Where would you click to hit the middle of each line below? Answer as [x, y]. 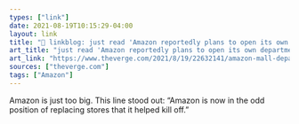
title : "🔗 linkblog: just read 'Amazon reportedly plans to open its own [149, 42]
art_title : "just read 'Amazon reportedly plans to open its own [133, 50]
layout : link [33, 34]
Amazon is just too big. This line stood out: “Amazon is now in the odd [137, 100]
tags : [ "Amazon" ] [41, 75]
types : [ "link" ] [39, 17]
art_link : [28, 58]
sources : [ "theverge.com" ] [59, 67]
